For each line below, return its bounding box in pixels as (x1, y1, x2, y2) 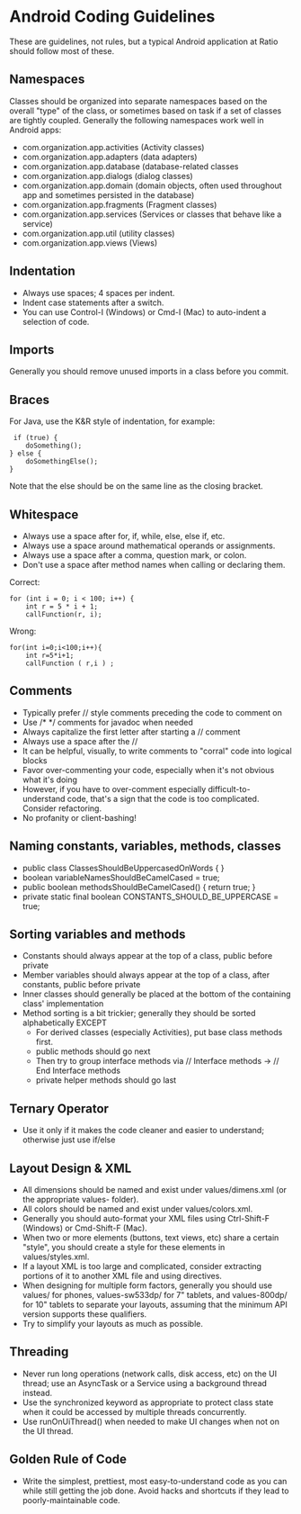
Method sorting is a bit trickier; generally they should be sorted (22, 1008, 256, 1019)
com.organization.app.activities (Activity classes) (22, 141, 205, 152)
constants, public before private (22, 979, 141, 990)
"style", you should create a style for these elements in (22, 1242, 226, 1253)
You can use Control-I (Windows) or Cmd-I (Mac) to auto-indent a (22, 306, 267, 317)
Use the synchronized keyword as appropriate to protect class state (22, 1397, 274, 1408)
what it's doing (22, 774, 78, 785)
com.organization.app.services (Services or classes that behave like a (22, 209, 282, 220)
